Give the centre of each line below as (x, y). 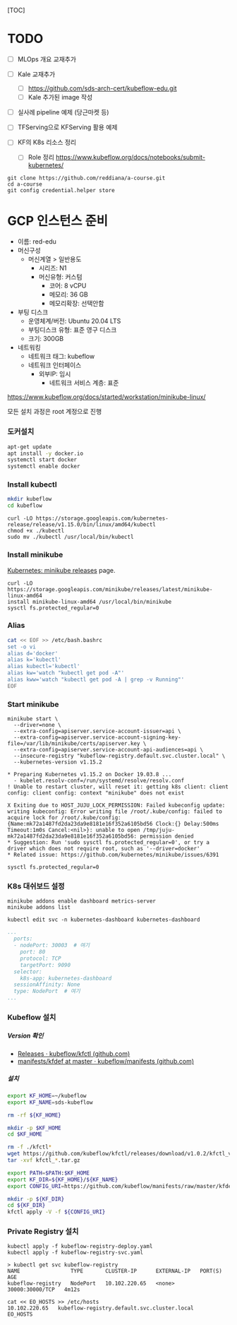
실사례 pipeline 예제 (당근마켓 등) (63, 112)
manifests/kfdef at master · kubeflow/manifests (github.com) (105, 1061)
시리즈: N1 (53, 268)
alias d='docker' (33, 653)
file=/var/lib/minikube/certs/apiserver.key (74, 744)
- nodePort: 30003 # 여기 (52, 946)
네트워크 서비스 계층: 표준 (84, 383)
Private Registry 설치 (43, 1232)
